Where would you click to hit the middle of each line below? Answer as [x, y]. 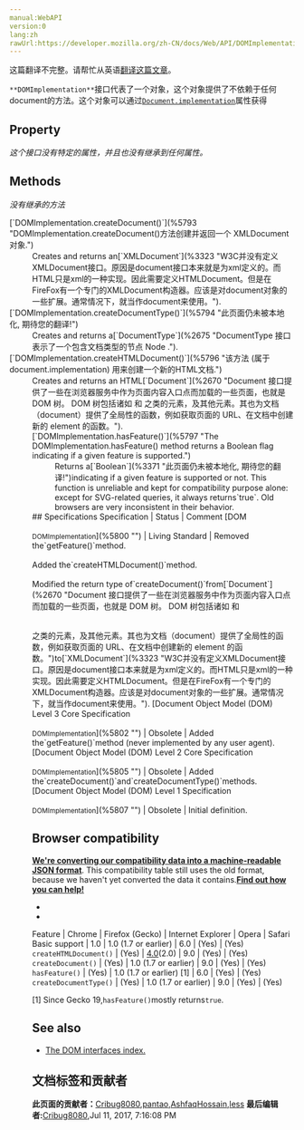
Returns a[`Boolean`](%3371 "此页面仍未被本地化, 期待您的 [164, 466]
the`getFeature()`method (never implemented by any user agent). [154, 742]
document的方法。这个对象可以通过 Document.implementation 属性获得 [138, 101]
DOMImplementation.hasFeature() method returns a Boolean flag [153, 446]
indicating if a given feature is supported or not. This [169, 478]
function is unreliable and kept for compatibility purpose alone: [171, 488]
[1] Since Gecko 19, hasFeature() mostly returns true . [128, 1000]
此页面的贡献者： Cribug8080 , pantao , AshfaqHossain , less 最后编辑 [155, 1104]
